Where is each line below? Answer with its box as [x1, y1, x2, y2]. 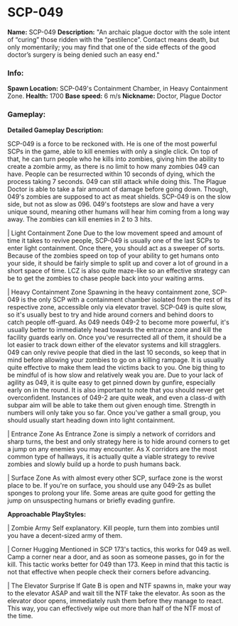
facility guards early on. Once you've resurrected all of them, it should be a [7, 333, 227, 341]
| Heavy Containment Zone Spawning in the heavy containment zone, [7, 287, 211, 296]
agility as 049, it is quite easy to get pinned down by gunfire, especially [7, 378, 216, 387]
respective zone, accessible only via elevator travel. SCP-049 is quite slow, [7, 302, 227, 311]
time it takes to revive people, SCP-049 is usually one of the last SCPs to [7, 236, 220, 245]
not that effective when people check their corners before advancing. [7, 567, 211, 576]
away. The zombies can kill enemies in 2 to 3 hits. [7, 214, 153, 224]
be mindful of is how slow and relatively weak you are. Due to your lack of [7, 370, 224, 379]
